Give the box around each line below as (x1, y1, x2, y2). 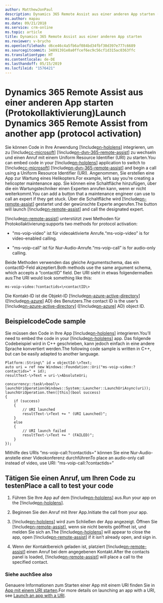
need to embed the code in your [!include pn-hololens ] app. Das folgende (5, 335, 151, 341)
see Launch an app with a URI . (5, 592, 66, 598)
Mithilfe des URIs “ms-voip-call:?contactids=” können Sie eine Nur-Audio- (5, 449, 153, 455)
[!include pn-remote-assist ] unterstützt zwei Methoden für (5, 215, 121, 221)
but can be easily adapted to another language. (5, 351, 99, 356)
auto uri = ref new (5, 364, 45, 370)
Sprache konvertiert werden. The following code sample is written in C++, (5, 346, 151, 352)
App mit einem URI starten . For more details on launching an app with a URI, (5, 587, 156, 593)
